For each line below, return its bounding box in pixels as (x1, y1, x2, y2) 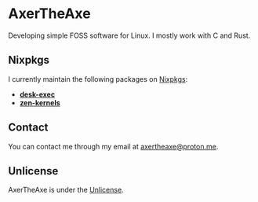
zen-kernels (19, 97, 60, 107)
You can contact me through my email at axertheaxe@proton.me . (8, 141, 219, 151)
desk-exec (19, 90, 56, 99)
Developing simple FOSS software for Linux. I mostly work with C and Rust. (8, 31, 251, 40)
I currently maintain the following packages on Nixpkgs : (8, 74, 188, 83)
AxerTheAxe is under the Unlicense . (8, 185, 124, 195)
